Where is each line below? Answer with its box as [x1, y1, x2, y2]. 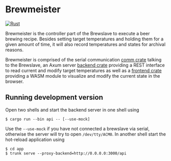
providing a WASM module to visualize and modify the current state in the [5, 73, 160, 79]
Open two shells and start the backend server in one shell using [5, 106, 139, 113]
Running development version [5, 93, 104, 102]
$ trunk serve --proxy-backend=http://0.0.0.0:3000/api [5, 151, 127, 156]
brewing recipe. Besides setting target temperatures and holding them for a [5, 36, 164, 42]
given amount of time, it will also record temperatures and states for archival [5, 41, 166, 47]
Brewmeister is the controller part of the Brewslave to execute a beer [5, 30, 150, 36]
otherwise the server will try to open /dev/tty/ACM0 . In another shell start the [5, 131, 166, 137]
